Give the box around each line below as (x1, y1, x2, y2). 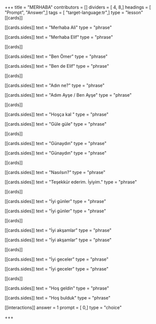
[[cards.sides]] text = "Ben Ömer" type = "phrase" (4, 53, 108, 59)
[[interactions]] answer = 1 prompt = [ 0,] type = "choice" (4, 305, 122, 311)
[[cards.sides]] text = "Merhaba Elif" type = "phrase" (4, 34, 113, 40)
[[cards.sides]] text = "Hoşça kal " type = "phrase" (4, 112, 109, 117)
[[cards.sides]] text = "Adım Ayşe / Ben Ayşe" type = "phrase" (4, 92, 132, 98)
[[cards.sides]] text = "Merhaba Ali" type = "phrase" (4, 24, 112, 30)
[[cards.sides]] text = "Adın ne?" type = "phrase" (4, 82, 105, 88)
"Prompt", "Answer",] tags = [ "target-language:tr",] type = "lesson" (4, 9, 143, 15)
